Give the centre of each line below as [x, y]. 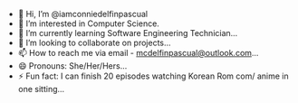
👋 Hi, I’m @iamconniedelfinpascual [82, 14]
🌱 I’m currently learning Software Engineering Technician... [128, 33]
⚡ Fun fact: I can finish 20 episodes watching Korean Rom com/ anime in [153, 76]
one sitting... [41, 89]
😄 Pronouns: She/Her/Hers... [72, 66]
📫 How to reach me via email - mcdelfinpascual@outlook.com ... [138, 53]
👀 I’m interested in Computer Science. [89, 23]
